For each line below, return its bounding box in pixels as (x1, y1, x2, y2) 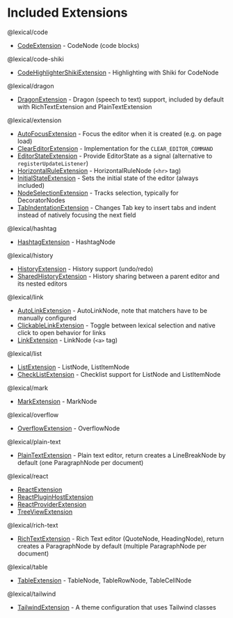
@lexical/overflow (7, 410, 59, 418)
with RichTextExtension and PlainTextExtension (17, 102, 152, 111)
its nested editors (17, 279, 67, 288)
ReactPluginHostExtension (17, 492, 94, 501)
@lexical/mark (7, 384, 49, 392)
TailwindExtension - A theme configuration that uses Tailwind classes (17, 603, 217, 611)
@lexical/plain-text (7, 437, 61, 446)
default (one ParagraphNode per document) (17, 458, 144, 466)
